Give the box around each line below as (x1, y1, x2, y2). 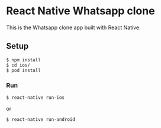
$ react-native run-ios (6, 95, 65, 101)
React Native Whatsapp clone (6, 4, 155, 18)
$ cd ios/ (6, 62, 31, 68)
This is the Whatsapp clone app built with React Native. (6, 24, 141, 31)
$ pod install (6, 67, 41, 73)
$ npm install (6, 57, 41, 63)
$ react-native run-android (6, 117, 76, 123)
